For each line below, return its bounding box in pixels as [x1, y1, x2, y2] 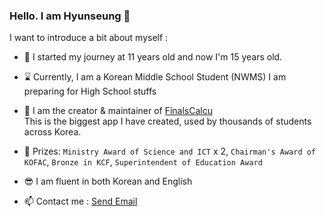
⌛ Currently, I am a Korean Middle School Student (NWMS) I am [23, 71, 287, 83]
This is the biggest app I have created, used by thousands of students [23, 115, 312, 128]
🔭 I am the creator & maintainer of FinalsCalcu [23, 105, 214, 117]
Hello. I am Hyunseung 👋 [9, 9, 131, 23]
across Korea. [23, 126, 82, 138]
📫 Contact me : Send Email [23, 195, 138, 208]
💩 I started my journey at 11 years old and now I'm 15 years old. [23, 51, 283, 63]
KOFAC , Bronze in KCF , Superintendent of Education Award [23, 156, 263, 168]
